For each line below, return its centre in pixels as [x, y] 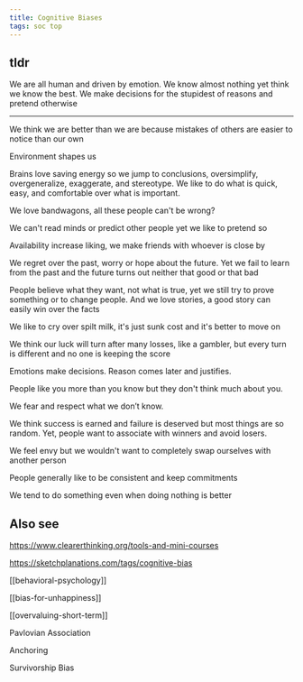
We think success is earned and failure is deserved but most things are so [147, 424]
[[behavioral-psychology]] [58, 581]
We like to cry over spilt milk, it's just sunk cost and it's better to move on [145, 327]
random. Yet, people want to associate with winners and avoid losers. [138, 433]
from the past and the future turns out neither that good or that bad [134, 272]
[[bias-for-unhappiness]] [55, 598]
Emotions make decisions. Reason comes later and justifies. [120, 372]
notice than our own [46, 139]
